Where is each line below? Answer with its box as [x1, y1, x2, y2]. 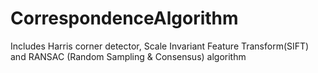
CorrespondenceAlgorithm [10, 7, 239, 30]
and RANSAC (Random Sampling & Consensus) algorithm [10, 50, 247, 62]
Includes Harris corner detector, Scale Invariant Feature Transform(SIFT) [10, 40, 310, 52]
